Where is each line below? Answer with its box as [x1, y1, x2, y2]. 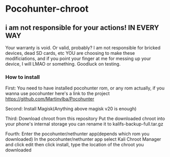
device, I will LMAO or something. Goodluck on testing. [5, 61, 121, 67]
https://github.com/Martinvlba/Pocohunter [5, 96, 94, 102]
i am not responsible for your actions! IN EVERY [5, 23, 159, 32]
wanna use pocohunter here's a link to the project [5, 90, 110, 97]
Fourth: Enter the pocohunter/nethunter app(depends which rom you [5, 131, 150, 137]
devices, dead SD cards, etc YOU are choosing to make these [5, 50, 135, 56]
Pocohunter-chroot [5, 3, 89, 15]
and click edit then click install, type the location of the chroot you [5, 142, 144, 148]
